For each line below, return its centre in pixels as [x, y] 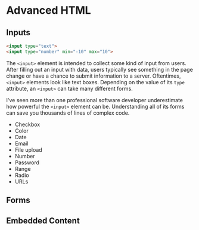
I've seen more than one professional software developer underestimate [95, 100]
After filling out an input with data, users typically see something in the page [100, 69]
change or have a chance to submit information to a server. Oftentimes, [94, 76]
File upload [29, 149]
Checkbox [27, 124]
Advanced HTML [49, 10]
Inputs [18, 33]
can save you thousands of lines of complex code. [68, 113]
